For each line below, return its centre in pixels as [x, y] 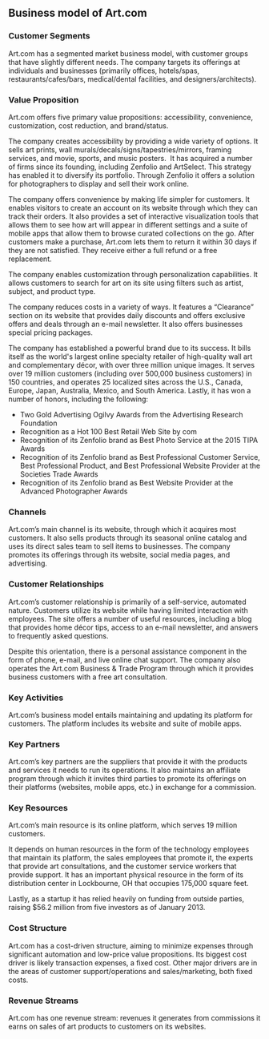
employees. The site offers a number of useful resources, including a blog [130, 618]
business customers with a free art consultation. [88, 677]
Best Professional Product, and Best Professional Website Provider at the [140, 465]
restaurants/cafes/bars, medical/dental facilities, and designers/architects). [132, 79]
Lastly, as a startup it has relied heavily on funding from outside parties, [126, 899]
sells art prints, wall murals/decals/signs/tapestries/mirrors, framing [120, 149]
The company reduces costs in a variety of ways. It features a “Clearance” [131, 307]
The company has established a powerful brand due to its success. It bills [130, 348]
